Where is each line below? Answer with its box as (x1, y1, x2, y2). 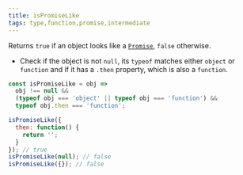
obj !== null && (15, 87, 69, 95)
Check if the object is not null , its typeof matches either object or (19, 56, 235, 66)
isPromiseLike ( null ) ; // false (8, 153, 112, 161)
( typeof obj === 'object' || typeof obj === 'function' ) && (15, 94, 218, 103)
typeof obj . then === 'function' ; (15, 102, 126, 110)
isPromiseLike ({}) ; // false (8, 160, 104, 169)
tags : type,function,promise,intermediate (8, 19, 150, 27)
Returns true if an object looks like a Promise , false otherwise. (8, 40, 211, 50)
